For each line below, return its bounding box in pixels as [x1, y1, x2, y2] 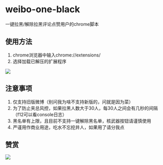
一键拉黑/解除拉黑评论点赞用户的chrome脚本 [5, 21, 99, 27]
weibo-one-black [5, 4, 80, 15]
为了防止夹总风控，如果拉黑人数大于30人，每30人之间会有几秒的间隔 [12, 105, 158, 111]
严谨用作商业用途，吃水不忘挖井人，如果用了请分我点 [12, 124, 125, 130]
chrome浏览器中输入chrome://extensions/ [12, 52, 101, 58]
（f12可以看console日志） [12, 111, 67, 118]
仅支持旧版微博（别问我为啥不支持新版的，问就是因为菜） [12, 98, 133, 105]
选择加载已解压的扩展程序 [12, 58, 67, 64]
